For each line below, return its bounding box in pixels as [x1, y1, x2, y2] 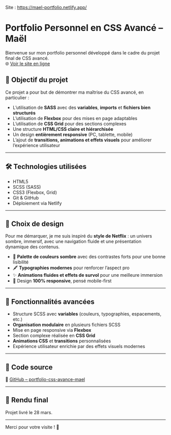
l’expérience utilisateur [12, 142, 60, 148]
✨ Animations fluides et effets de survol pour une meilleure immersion [12, 272, 163, 278]
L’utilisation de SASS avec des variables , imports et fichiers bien [12, 104, 151, 110]
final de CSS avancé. [5, 55, 49, 61]
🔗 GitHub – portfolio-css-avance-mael [5, 376, 85, 382]
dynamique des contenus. [5, 244, 60, 250]
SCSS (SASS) [12, 184, 41, 190]
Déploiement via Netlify [12, 200, 62, 206]
